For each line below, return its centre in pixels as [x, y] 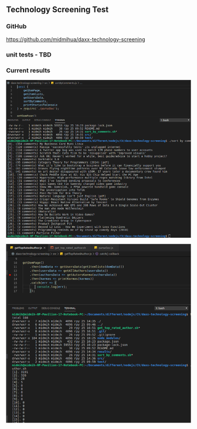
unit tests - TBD [29, 54]
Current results [28, 70]
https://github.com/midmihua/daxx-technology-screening [76, 39]
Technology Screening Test [57, 10]
